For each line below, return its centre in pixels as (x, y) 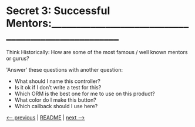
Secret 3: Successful (58, 11)
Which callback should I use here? (56, 106)
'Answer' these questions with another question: (65, 69)
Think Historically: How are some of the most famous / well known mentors (97, 52)
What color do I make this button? (56, 100)
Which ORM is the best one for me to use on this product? (85, 93)
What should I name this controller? (58, 81)
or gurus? (18, 58)
